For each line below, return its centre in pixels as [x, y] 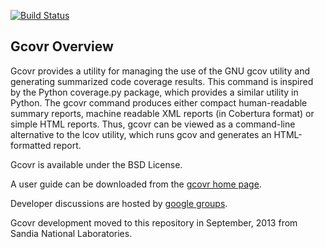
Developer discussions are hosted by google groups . [119, 203]
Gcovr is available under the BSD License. [96, 164]
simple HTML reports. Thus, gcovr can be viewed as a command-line [153, 124]
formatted [31, 145]
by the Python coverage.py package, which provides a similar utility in [154, 92]
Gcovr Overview [62, 46]
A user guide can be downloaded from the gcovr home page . [136, 184]
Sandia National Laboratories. [71, 233]
